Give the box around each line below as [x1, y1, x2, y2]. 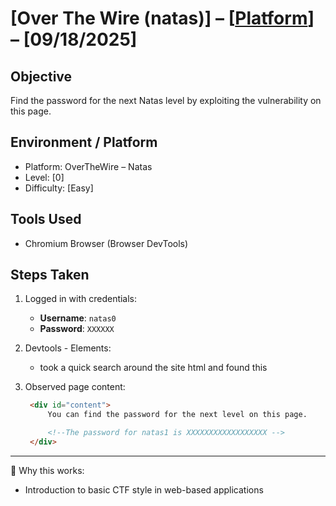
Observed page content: [24, 381, 126, 393]
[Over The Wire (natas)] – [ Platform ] [10, 7, 315, 30]
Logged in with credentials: [24, 293, 138, 305]
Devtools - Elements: [24, 342, 112, 354]
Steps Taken [10, 267, 90, 284]
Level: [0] [24, 171, 65, 183]
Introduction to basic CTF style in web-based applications [24, 483, 264, 496]
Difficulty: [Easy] [24, 182, 94, 194]
